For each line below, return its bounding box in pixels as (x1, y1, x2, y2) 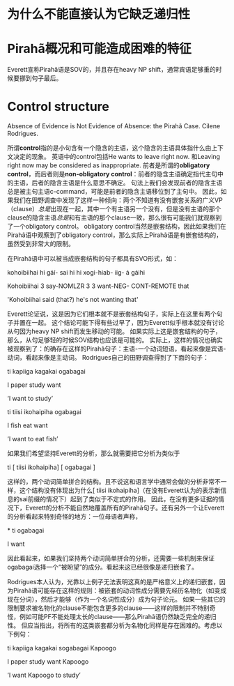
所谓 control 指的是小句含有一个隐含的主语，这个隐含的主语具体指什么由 (7, 144, 212, 152)
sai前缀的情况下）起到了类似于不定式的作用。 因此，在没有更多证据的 (19, 495, 219, 503)
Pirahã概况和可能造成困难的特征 (7, 41, 192, 56)
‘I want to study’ (7, 395, 54, 403)
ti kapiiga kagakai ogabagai (7, 367, 86, 376)
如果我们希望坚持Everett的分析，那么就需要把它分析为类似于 (7, 449, 180, 457)
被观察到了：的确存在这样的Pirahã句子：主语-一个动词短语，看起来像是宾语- (7, 344, 226, 353)
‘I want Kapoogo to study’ (7, 671, 81, 680)
